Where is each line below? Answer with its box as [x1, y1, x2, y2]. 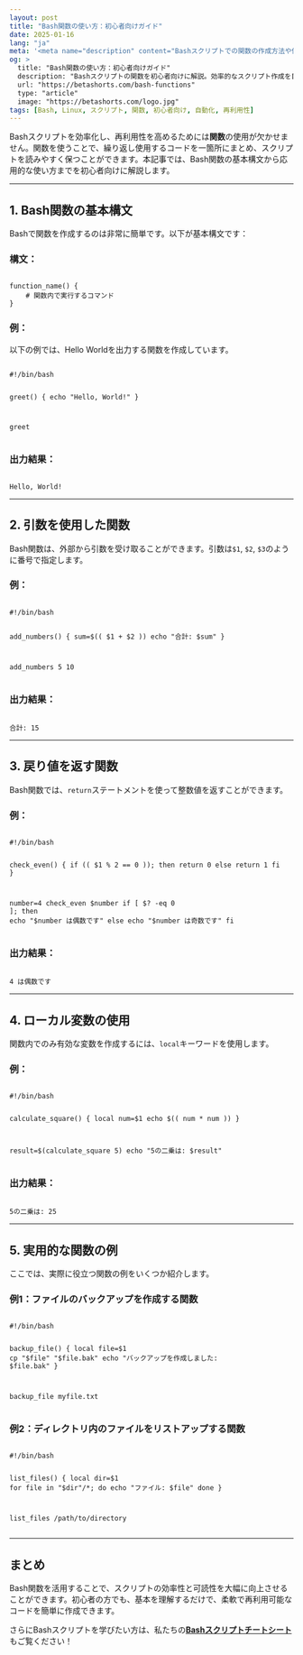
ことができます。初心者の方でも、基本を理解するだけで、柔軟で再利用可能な [9, 1594, 293, 1605]
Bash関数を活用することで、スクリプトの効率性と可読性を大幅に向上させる [9, 1583, 289, 1594]
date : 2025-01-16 [9, 30, 75, 39]
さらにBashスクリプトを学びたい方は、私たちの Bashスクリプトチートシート [9, 1624, 292, 1635]
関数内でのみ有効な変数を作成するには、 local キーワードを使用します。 [9, 1038, 274, 1049]
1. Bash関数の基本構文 [9, 202, 133, 217]
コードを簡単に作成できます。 [9, 1605, 120, 1616]
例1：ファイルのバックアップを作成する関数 [9, 1293, 198, 1306]
